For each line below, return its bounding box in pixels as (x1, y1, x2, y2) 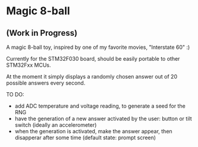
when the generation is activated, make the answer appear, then (14, 128, 172, 135)
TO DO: (6, 91, 25, 98)
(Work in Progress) (6, 28, 78, 38)
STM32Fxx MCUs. (6, 61, 51, 68)
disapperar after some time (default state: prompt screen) (14, 134, 156, 141)
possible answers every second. (6, 79, 86, 86)
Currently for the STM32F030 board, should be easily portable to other (6, 55, 180, 62)
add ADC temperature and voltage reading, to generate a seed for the (14, 102, 186, 110)
